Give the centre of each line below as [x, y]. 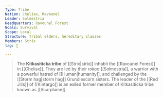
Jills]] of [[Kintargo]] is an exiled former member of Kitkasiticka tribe [85, 84]
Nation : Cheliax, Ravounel [32, 14]
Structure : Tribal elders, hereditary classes [53, 37]
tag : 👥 [12, 46]
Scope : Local [18, 32]
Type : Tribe [17, 9]
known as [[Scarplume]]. [42, 89]
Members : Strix [20, 41]
